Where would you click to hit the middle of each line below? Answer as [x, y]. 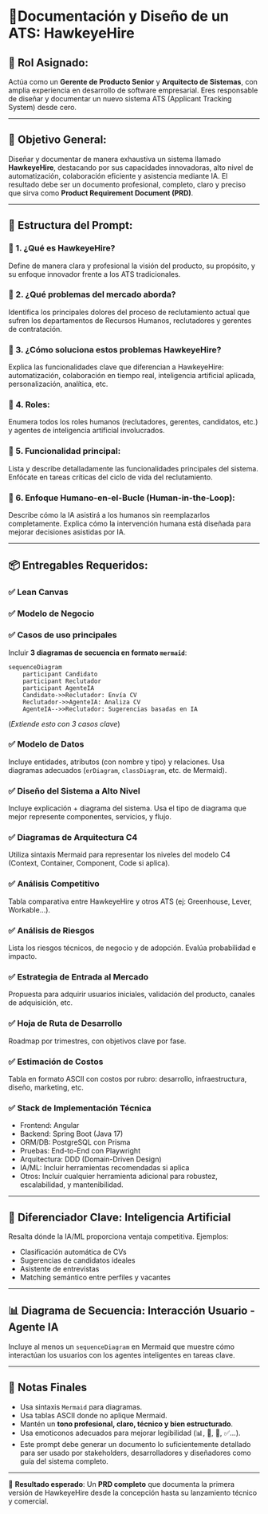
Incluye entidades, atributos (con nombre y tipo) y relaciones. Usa [116, 762]
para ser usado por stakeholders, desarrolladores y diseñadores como [135, 1453]
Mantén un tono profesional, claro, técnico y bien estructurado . [126, 1424]
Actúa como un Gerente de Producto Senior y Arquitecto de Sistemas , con [133, 82]
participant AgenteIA [58, 688]
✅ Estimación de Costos [56, 1062]
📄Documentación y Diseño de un [118, 16]
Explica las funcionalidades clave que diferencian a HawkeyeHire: [116, 367]
